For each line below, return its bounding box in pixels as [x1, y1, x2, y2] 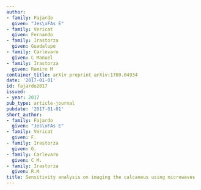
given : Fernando [12, 32, 53, 38]
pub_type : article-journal [6, 100, 75, 106]
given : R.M [12, 169, 40, 175]
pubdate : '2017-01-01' [6, 105, 64, 112]
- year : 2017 [6, 94, 40, 101]
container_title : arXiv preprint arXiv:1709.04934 [6, 72, 138, 78]
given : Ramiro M [12, 66, 53, 72]
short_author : [6, 112, 43, 118]
